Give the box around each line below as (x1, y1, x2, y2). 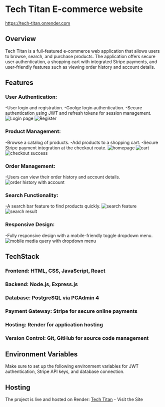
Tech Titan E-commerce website (5, 4, 143, 15)
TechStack (5, 252, 39, 261)
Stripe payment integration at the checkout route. (5, 144, 106, 151)
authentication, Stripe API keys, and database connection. (5, 368, 125, 374)
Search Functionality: (5, 191, 58, 198)
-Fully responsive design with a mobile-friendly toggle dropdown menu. (5, 232, 153, 239)
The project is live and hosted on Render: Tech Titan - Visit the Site (5, 396, 143, 402)
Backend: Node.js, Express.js (5, 281, 78, 288)
